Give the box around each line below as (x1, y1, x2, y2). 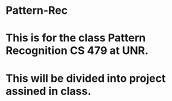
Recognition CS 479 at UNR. (5, 44, 149, 58)
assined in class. (5, 84, 92, 98)
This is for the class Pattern (5, 31, 146, 45)
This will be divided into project (5, 72, 166, 85)
